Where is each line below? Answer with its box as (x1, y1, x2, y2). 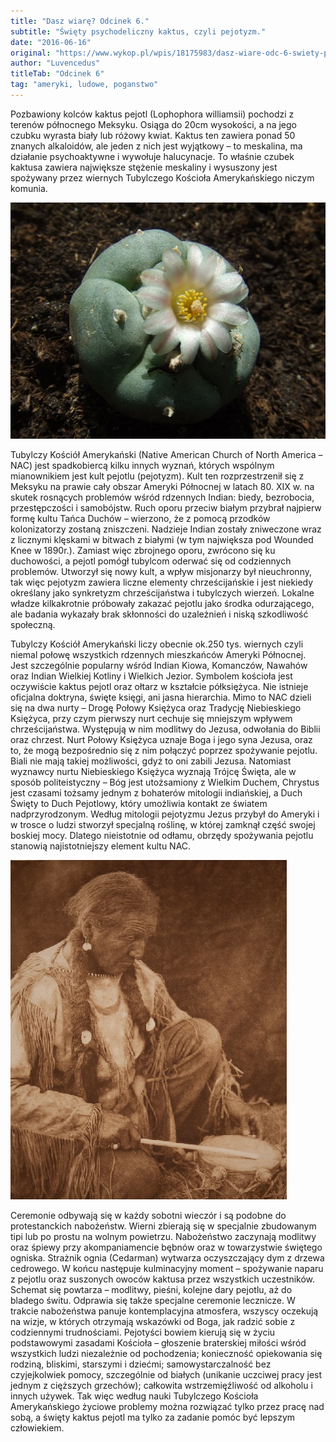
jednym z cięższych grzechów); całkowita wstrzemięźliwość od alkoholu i (10, 1379, 313, 1391)
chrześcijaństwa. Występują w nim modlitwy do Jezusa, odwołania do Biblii (10, 723, 321, 735)
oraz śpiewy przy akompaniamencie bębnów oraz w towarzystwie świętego (10, 1241, 323, 1253)
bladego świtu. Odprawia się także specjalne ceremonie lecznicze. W (10, 1294, 296, 1306)
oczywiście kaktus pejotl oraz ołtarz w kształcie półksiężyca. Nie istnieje (10, 680, 309, 692)
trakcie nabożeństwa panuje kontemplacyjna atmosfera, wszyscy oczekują (10, 1305, 319, 1317)
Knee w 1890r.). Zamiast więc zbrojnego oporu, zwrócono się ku (10, 544, 276, 556)
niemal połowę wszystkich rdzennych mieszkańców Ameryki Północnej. (10, 648, 307, 660)
